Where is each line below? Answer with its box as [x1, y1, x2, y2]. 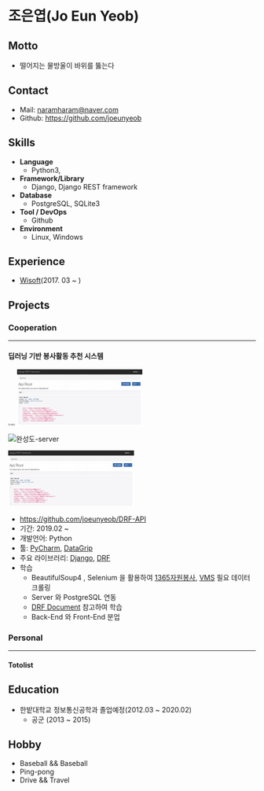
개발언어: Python [19, 533, 72, 543]
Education [8, 683, 60, 697]
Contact [8, 84, 49, 97]
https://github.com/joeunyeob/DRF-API [19, 514, 147, 524]
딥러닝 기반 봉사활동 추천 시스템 [8, 351, 104, 360]
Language [19, 156, 53, 166]
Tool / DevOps [19, 207, 68, 216]
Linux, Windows [31, 232, 84, 241]
